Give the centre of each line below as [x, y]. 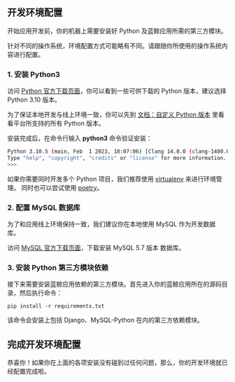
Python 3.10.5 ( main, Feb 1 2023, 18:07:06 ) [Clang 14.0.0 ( [100, 152]
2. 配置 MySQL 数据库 [44, 207]
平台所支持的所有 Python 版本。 [59, 123]
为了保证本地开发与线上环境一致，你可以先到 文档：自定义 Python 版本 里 [113, 115]
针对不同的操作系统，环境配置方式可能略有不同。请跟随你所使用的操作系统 [114, 46]
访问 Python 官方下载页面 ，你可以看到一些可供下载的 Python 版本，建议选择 [117, 91]
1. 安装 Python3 [34, 74]
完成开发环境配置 [44, 345]
